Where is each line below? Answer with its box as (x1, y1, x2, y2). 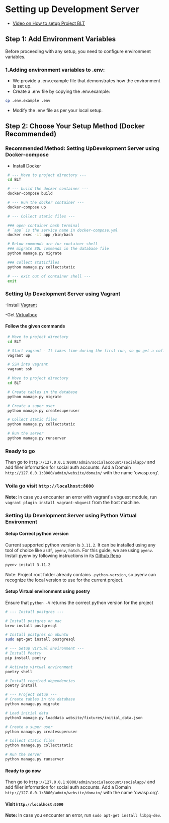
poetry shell (5, 669, 33, 674)
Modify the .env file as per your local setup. (12, 107, 103, 113)
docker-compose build (7, 191, 53, 196)
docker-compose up (7, 204, 46, 210)
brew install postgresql (5, 623, 57, 628)
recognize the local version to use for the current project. (5, 577, 124, 583)
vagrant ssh (7, 367, 33, 372)
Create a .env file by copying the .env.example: (12, 88, 110, 94)
